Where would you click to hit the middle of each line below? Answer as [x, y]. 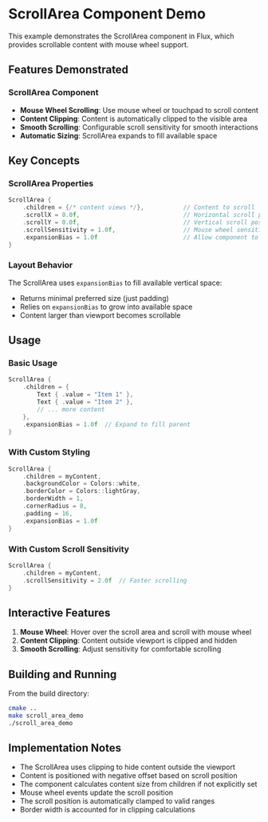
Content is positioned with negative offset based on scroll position [128, 776]
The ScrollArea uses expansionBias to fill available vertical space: [115, 283]
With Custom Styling [49, 452]
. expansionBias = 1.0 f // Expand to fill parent [107, 424]
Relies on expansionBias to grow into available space [106, 307]
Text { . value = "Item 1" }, [85, 395]
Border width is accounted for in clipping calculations [107, 810]
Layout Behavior [41, 265]
